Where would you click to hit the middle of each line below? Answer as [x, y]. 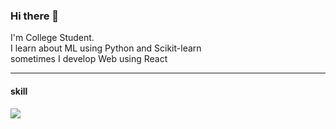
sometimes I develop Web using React [89, 59]
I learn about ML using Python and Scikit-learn [106, 48]
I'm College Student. [52, 38]
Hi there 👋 [35, 16]
